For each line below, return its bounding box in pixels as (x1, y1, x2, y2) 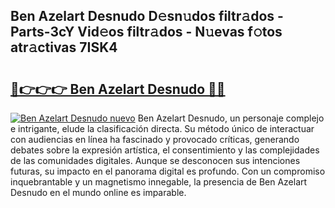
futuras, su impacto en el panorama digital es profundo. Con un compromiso (10, 165, 326, 177)
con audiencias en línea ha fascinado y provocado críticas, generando (10, 134, 300, 145)
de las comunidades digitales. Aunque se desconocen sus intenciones (10, 155, 301, 166)
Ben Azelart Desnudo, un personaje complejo (137, 112, 325, 124)
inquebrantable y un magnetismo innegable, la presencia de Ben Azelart (10, 176, 308, 188)
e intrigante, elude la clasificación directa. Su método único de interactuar (10, 123, 315, 134)
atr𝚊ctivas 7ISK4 (10, 39, 118, 56)
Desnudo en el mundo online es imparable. (10, 187, 187, 198)
